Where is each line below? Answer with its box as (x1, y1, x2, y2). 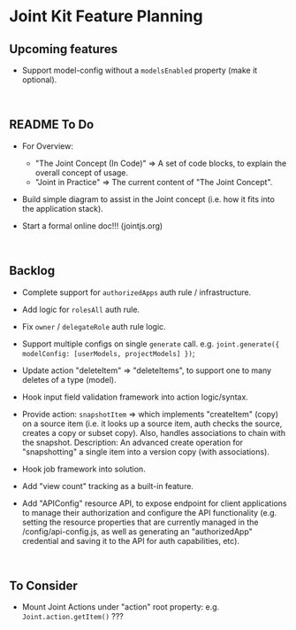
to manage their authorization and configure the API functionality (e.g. (21, 507, 277, 517)
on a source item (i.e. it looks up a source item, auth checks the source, (21, 418, 283, 429)
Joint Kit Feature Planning (9, 6, 203, 27)
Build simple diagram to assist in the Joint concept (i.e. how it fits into (21, 193, 276, 205)
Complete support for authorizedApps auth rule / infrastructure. (21, 286, 252, 298)
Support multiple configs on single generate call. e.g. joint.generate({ (21, 338, 280, 349)
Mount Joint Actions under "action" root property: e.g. (21, 602, 220, 612)
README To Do (9, 117, 95, 132)
